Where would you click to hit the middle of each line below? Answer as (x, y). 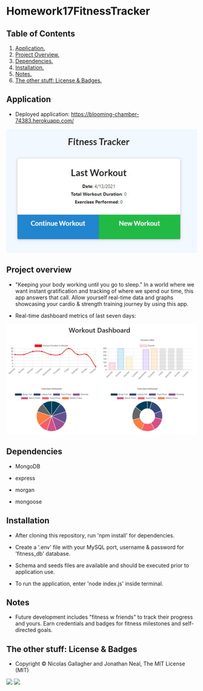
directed (25, 630)
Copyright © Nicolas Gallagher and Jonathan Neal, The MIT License (100, 664)
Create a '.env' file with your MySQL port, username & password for (99, 547)
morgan (25, 489)
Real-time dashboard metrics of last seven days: (75, 315)
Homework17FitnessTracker (78, 11)
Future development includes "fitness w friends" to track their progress (104, 617)
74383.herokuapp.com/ (45, 120)
